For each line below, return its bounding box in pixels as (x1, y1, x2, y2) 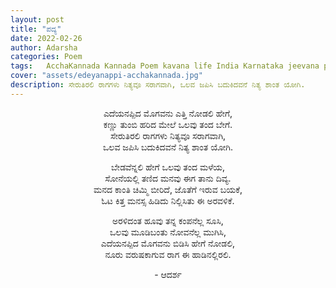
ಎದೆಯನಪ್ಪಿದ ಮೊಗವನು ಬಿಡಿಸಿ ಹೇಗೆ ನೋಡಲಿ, (100, 237, 236, 249)
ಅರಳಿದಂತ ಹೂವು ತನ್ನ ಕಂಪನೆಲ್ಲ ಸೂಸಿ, (112, 214, 224, 226)
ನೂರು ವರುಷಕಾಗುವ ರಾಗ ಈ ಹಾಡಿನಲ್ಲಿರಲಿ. (104, 248, 232, 260)
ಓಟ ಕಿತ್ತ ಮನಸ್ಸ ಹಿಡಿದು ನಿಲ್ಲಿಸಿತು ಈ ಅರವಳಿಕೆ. (101, 194, 235, 206)
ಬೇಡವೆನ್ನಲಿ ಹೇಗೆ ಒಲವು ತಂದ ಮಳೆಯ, (110, 161, 225, 173)
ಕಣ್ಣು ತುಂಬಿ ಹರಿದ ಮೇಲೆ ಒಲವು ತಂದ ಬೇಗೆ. (103, 118, 233, 130)
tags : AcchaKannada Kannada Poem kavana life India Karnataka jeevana (10, 61, 320, 71)
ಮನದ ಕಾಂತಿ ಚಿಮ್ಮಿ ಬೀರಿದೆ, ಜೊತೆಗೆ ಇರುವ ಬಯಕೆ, (93, 183, 243, 195)
